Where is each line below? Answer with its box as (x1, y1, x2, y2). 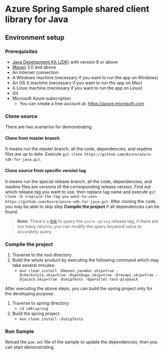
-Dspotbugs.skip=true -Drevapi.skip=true (68, 272, 154, 277)
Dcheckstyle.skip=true (19, 272, 66, 277)
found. (5, 209, 19, 215)
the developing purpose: (5, 290, 55, 296)
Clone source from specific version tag (5, 167, 86, 173)
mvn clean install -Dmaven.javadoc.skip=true (19, 268, 114, 273)
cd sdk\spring (19, 306, 48, 311)
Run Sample (5, 328, 34, 334)
